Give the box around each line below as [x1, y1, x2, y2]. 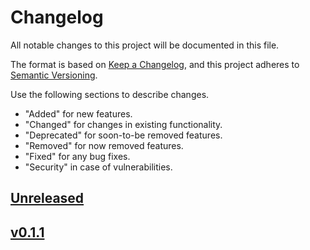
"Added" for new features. [24, 107, 133, 120]
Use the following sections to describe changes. [10, 88, 210, 100]
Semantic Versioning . [10, 69, 98, 81]
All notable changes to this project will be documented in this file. [10, 39, 280, 51]
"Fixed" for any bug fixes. [24, 150, 131, 162]
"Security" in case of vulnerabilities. [24, 161, 173, 173]
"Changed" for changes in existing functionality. [24, 118, 223, 130]
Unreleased [10, 190, 85, 207]
